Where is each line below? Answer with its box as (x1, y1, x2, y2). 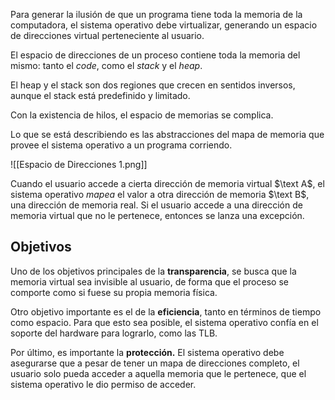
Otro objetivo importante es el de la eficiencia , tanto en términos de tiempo (10, 305, 322, 318)
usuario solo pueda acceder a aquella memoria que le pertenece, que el (10, 367, 307, 379)
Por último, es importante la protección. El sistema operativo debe (10, 346, 285, 358)
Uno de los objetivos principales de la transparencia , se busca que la (10, 265, 297, 277)
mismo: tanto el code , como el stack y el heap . (10, 60, 203, 71)
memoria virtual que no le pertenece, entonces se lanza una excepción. (10, 210, 305, 221)
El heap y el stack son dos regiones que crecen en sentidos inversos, (10, 79, 296, 91)
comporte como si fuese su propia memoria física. (10, 286, 218, 298)
